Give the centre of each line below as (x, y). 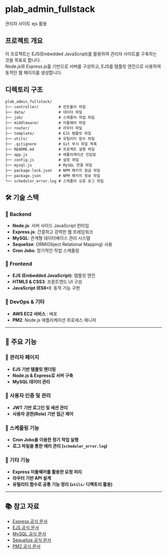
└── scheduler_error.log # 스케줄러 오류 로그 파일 (54, 181)
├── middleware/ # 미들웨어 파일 (45, 123)
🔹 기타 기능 (17, 460)
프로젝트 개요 (24, 41)
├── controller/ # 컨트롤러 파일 (45, 107)
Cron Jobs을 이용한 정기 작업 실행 (45, 440)
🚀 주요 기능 (21, 342)
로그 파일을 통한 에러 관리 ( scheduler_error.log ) (60, 446)
